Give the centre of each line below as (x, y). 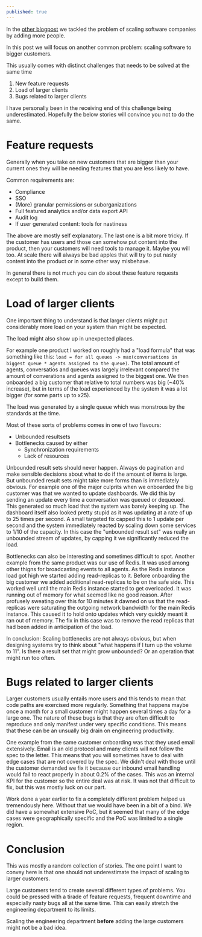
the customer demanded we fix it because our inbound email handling (93, 768)
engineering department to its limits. (51, 910)
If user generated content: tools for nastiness (71, 223)
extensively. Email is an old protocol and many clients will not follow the (95, 749)
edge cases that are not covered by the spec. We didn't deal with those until (101, 762)
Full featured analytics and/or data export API (71, 211)
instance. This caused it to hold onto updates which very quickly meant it (97, 614)
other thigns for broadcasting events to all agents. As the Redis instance (96, 569)
